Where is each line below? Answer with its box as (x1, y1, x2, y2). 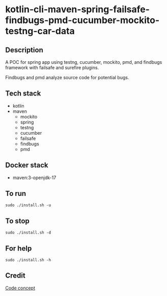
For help (5, 244, 32, 253)
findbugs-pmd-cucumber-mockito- (5, 14, 159, 26)
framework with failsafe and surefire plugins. (5, 65, 99, 70)
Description (5, 45, 43, 54)
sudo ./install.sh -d (5, 230, 51, 235)
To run (5, 189, 26, 198)
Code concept (5, 285, 36, 291)
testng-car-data (5, 26, 75, 37)
